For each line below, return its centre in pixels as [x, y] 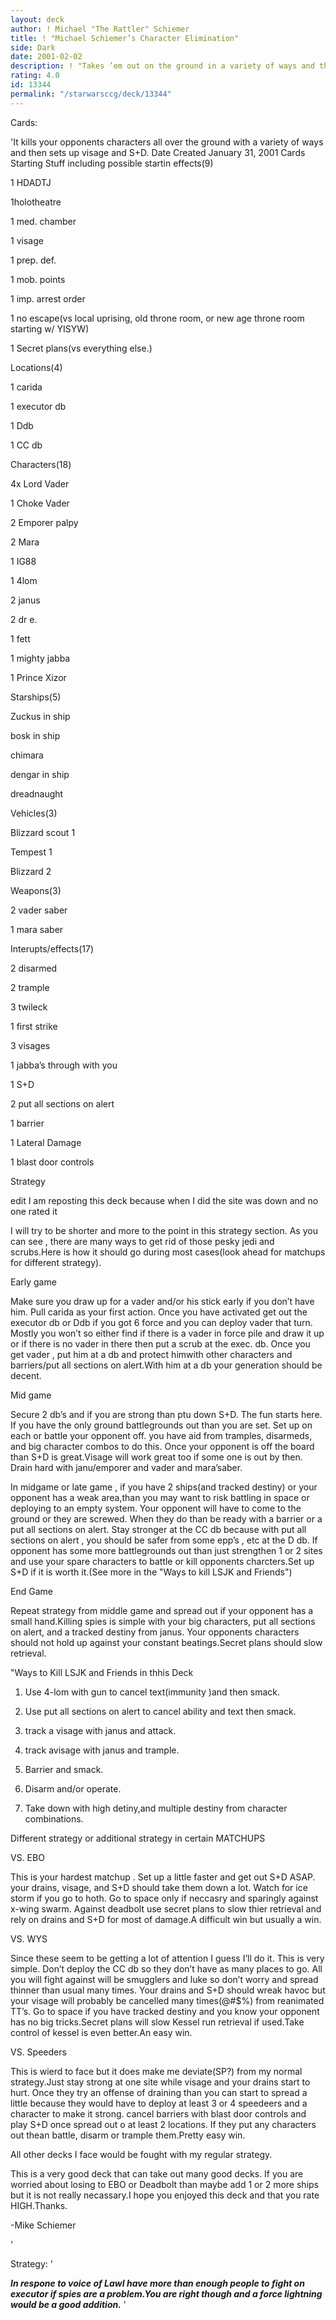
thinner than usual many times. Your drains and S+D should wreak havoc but [168, 1990]
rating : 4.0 [35, 76]
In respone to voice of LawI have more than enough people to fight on [157, 2283]
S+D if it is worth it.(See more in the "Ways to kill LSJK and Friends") [151, 1572]
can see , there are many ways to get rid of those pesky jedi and [142, 1241]
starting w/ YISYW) [50, 328]
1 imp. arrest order [48, 298]
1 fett [20, 638]
